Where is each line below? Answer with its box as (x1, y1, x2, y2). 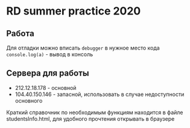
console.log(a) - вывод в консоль (6, 51, 93, 58)
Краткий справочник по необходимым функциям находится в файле (6, 109, 183, 116)
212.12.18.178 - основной (14, 84, 77, 91)
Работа (6, 28, 34, 39)
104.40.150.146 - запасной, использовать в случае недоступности (14, 91, 185, 98)
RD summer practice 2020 (6, 4, 141, 18)
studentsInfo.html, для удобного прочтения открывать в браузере (6, 115, 175, 122)
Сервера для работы (6, 68, 89, 78)
